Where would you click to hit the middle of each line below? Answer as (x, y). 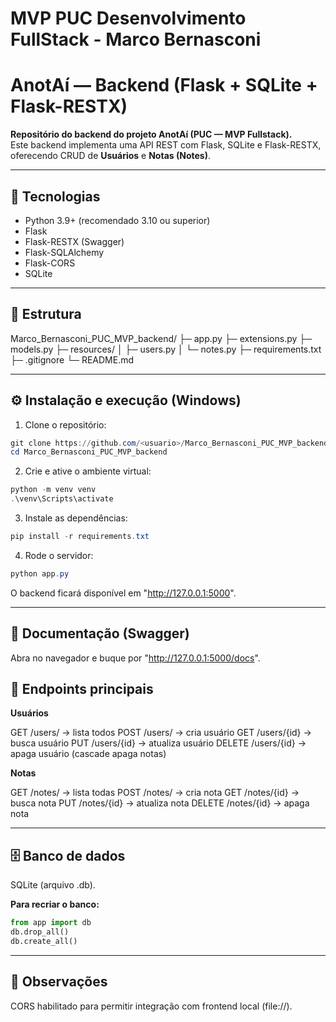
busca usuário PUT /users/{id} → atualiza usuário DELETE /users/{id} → (158, 743)
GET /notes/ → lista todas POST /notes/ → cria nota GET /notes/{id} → (155, 793)
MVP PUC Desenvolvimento (128, 18)
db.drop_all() (40, 932)
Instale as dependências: (76, 518)
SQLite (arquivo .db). (53, 885)
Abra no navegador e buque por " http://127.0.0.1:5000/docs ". (135, 658)
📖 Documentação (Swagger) (100, 633)
